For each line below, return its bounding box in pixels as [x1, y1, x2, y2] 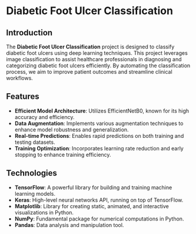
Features [6, 91, 39, 101]
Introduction [6, 28, 53, 38]
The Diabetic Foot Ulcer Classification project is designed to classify [6, 43, 175, 50]
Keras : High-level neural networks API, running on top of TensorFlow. [14, 196, 184, 203]
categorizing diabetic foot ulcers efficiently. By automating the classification [6, 62, 191, 69]
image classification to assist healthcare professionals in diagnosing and [6, 56, 182, 62]
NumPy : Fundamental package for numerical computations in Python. [14, 215, 184, 222]
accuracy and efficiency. [14, 113, 75, 120]
